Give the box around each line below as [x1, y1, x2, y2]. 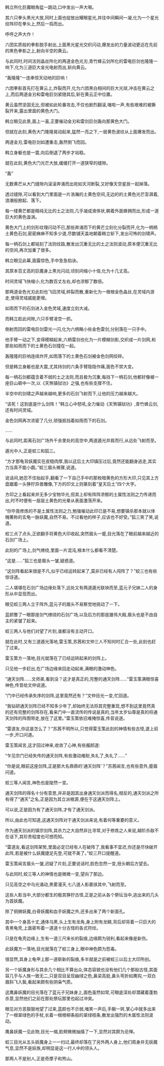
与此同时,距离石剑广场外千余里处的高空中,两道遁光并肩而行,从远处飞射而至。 [5, 438, 159, 443]
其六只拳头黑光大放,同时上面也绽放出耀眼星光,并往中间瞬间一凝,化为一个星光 [5, 15, 159, 21]
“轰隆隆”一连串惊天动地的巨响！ [5, 75, 70, 80]
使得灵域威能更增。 [10, 295, 50, 301]
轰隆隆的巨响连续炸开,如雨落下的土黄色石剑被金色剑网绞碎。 [5, 353, 127, 359]
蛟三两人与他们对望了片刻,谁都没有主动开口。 [5, 628, 97, 634]
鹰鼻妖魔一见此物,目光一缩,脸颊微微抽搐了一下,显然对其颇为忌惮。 [5, 1029, 138, 1034]
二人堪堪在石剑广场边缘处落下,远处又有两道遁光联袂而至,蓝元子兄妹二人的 [5, 585, 154, 590]
